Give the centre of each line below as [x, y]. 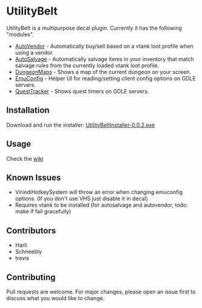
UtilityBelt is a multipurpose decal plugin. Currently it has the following [94, 28]
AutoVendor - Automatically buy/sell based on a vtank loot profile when [104, 46]
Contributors [31, 231]
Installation [28, 110]
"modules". [20, 34]
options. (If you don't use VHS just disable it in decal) [82, 199]
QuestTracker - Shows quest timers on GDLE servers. [82, 91]
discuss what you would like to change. [56, 298]
